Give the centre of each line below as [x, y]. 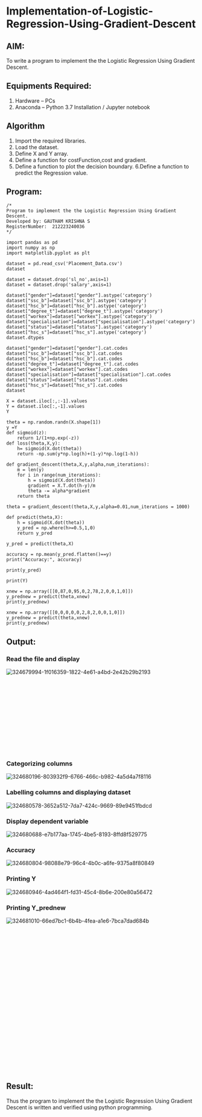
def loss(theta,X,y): [33, 443]
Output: [21, 642]
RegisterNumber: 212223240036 [46, 227]
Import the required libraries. [50, 141]
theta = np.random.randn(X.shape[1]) [54, 422]
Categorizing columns [39, 764]
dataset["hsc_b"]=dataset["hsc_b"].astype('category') [77, 306]
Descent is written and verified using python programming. [79, 1107]
